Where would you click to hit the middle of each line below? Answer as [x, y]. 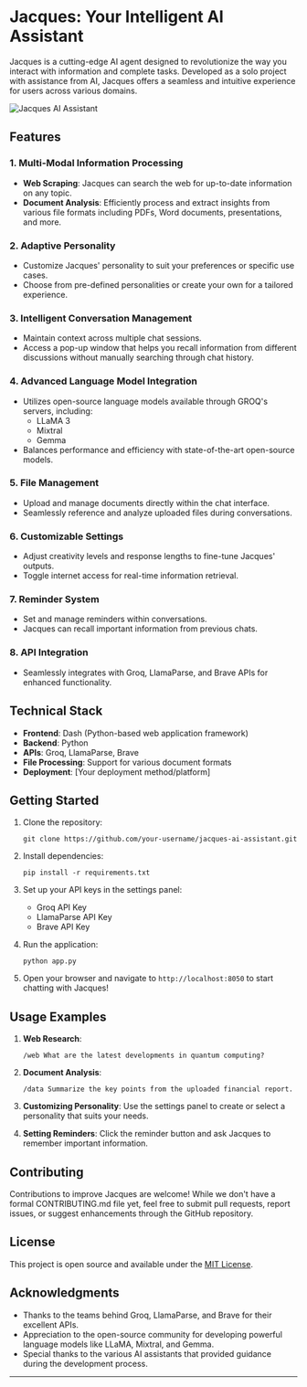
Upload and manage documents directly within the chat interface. [146, 503]
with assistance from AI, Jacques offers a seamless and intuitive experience [153, 80]
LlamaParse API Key [74, 917]
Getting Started [54, 800]
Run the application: [60, 945]
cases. [35, 275]
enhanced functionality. [67, 682]
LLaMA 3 [53, 420]
